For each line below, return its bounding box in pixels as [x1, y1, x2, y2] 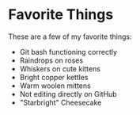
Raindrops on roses [19, 56, 84, 65]
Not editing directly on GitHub [19, 89, 117, 98]
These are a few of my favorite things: [8, 32, 132, 41]
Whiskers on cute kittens [19, 63, 101, 73]
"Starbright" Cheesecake [19, 98, 102, 107]
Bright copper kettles [19, 72, 89, 82]
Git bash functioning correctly [19, 47, 117, 56]
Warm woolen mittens [19, 81, 91, 90]
